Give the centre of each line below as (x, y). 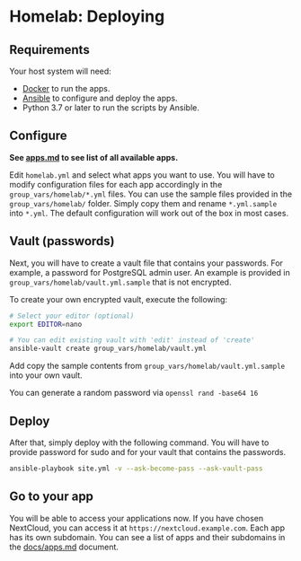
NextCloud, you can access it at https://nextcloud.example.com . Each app (147, 528)
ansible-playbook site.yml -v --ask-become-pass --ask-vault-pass (136, 469)
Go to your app (52, 497)
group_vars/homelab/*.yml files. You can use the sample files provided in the (151, 194)
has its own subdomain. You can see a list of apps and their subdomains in (147, 537)
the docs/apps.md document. (64, 547)
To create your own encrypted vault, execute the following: (118, 299)
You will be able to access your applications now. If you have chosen (136, 518)
